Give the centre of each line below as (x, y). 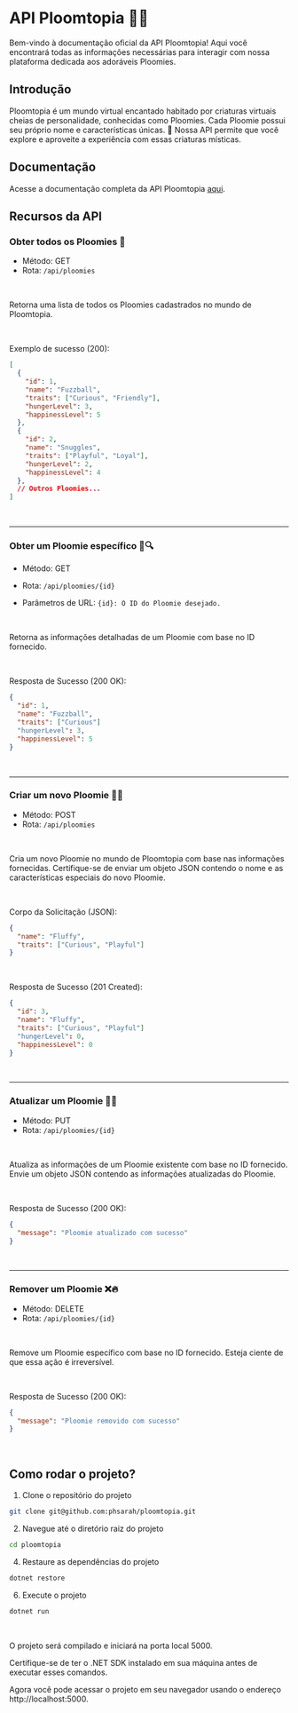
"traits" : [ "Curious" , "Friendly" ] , (93, 398)
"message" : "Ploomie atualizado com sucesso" (103, 1233)
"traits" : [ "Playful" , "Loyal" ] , (87, 456)
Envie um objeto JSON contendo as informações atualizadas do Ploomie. (143, 1174)
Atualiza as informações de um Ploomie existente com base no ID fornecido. (149, 1164)
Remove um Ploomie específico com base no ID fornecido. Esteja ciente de (146, 1352)
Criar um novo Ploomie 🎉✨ (67, 796)
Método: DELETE (53, 1308)
